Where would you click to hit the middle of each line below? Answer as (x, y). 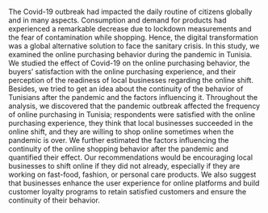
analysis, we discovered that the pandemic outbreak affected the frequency (134, 106)
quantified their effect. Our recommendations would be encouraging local (130, 157)
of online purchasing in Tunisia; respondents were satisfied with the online (132, 115)
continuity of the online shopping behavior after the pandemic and (118, 149)
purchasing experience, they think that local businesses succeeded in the (131, 123)
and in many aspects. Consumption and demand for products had (117, 20)
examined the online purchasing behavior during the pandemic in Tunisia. (130, 54)
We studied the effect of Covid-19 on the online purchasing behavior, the (129, 63)
